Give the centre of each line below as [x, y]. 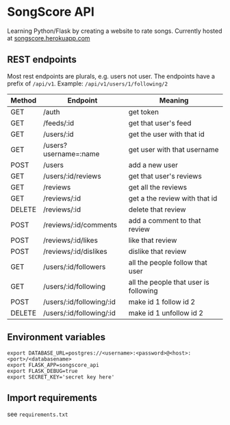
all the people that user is [169, 282]
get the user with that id [167, 134]
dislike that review [157, 251]
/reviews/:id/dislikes [75, 251]
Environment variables [56, 337]
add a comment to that [165, 220]
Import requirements [52, 398]
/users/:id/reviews [72, 176]
